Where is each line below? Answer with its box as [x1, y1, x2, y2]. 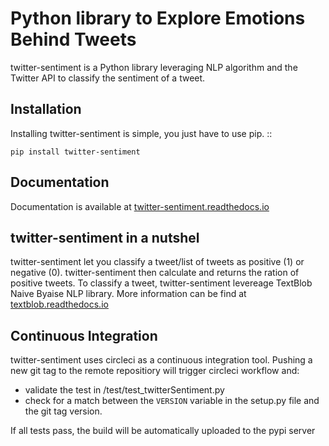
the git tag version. [24, 405, 103, 417]
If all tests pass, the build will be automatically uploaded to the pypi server [10, 425, 316, 437]
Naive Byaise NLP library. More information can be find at [10, 288, 247, 300]
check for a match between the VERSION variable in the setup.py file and [24, 395, 320, 407]
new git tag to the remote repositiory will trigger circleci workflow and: [10, 365, 300, 377]
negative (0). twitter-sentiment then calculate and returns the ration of [10, 267, 300, 279]
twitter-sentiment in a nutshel [10, 229, 200, 246]
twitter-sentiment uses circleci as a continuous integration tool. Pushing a [10, 354, 313, 366]
